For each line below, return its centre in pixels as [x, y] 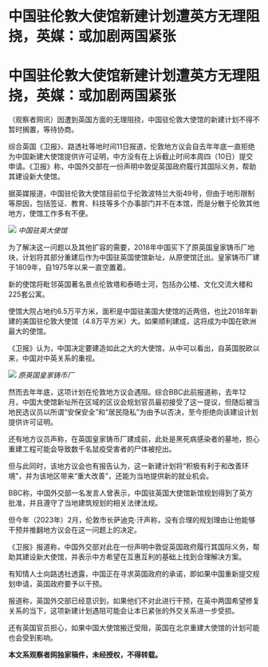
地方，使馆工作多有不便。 [50, 213]
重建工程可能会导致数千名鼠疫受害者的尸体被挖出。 [92, 449]
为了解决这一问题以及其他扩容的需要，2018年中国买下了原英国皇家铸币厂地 [132, 248]
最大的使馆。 [29, 332]
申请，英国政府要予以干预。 [60, 584]
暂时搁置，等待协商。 [43, 129]
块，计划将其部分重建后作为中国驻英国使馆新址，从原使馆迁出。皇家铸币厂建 [134, 257]
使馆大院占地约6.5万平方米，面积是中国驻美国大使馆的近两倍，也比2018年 [130, 312]
